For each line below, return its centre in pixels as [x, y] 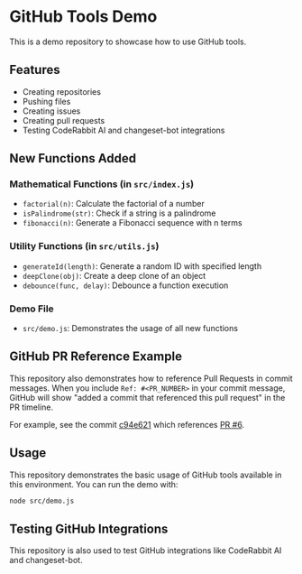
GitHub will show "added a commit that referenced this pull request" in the [147, 397]
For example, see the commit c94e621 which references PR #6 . [127, 424]
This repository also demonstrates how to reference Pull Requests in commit [151, 378]
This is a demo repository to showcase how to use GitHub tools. [128, 42]
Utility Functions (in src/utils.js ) [84, 246]
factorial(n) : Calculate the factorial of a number [113, 204]
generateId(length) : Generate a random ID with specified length [142, 266]
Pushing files [46, 101]
